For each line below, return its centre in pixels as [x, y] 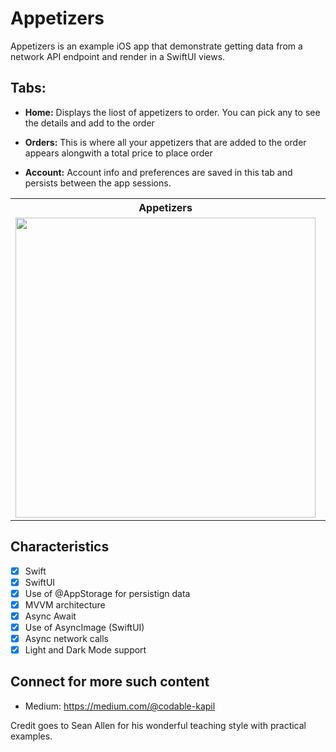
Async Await [50, 616]
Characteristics [60, 547]
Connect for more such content [110, 682]
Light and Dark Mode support [85, 650]
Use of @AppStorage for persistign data [107, 593]
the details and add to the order [89, 123]
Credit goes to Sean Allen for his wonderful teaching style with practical [158, 725]
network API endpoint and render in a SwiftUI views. [118, 56]
